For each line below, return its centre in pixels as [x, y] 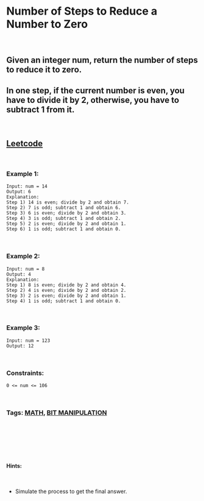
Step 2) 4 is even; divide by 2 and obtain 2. [66, 290]
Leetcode [25, 144]
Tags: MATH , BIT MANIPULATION [57, 413]
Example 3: [23, 328]
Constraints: [25, 373]
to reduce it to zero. [44, 70]
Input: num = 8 [26, 269]
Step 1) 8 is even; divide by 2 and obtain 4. [66, 285]
